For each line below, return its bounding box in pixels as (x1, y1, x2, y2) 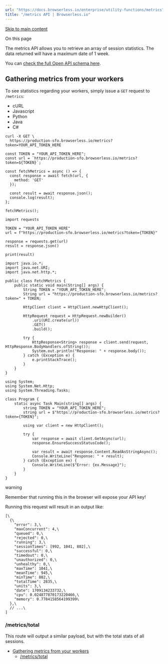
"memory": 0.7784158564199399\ (14, 597, 79, 602)
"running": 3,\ (14, 540, 46, 545)
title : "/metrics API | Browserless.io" (5, 12, 91, 17)
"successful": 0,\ (14, 549, 52, 554)
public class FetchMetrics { (5, 278, 66, 283)
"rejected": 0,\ (14, 535, 48, 541)
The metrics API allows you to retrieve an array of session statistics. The (5, 45, 154, 51)
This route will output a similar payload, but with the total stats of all (5, 633, 144, 639)
